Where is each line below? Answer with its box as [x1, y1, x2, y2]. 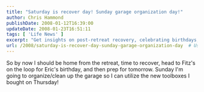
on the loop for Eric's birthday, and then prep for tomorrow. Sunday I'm [6, 65, 183, 73]
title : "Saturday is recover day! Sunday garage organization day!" [6, 8, 183, 15]
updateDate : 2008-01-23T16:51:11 [6, 25, 91, 32]
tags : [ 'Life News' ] [6, 31, 64, 38]
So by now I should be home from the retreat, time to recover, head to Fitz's [6, 59, 196, 67]
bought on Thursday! [6, 78, 59, 85]
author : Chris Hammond [6, 15, 64, 21]
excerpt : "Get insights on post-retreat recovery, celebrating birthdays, [6, 37, 200, 43]
